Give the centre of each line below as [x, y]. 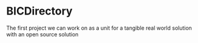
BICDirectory [39, 11]
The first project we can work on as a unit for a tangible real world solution [99, 28]
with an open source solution [42, 34]
